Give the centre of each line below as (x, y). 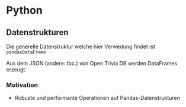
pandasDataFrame (26, 52)
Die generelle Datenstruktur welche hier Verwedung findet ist (81, 46)
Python (24, 10)
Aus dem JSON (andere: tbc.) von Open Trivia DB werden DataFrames (92, 63)
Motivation (22, 85)
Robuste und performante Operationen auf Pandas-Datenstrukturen (97, 98)
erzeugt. (16, 70)
